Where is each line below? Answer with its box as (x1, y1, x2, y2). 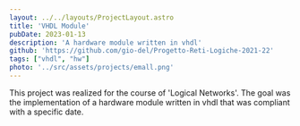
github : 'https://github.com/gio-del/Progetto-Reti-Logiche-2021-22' (9, 46, 275, 55)
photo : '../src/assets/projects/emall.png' (9, 63, 175, 72)
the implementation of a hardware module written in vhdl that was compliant (9, 97, 291, 107)
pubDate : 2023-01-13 (9, 29, 87, 38)
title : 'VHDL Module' (9, 21, 90, 30)
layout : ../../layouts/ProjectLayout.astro (9, 13, 175, 22)
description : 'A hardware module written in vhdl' (9, 38, 202, 47)
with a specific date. (9, 106, 84, 117)
